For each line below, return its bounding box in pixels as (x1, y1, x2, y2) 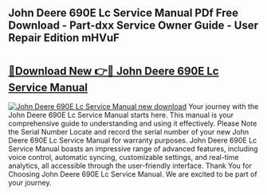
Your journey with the (188, 102, 259, 111)
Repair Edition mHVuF (8, 31, 120, 45)
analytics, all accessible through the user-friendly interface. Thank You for (8, 161, 253, 170)
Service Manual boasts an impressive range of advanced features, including (8, 144, 258, 154)
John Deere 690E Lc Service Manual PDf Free (8, 6, 239, 20)
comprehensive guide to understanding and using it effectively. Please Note (8, 119, 257, 128)
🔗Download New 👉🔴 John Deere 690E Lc (8, 64, 219, 78)
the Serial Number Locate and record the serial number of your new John (8, 127, 249, 136)
